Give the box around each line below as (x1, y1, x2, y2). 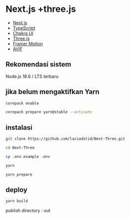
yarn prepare (5, 172, 33, 177)
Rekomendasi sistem (5, 60, 71, 69)
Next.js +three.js (5, 3, 76, 15)
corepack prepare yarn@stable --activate (5, 109, 92, 114)
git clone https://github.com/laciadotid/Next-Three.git (5, 137, 126, 142)
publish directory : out (5, 208, 51, 214)
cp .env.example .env (5, 154, 50, 159)
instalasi (5, 123, 33, 132)
